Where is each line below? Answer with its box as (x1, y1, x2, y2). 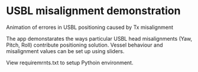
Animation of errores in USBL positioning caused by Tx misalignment (6, 24, 173, 31)
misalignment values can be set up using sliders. (6, 47, 125, 54)
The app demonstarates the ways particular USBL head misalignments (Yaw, (6, 35, 193, 42)
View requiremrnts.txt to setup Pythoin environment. (6, 59, 134, 66)
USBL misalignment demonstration (6, 4, 181, 18)
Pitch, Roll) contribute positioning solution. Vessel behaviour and (6, 41, 164, 48)
